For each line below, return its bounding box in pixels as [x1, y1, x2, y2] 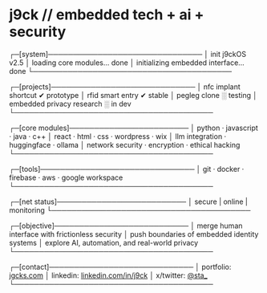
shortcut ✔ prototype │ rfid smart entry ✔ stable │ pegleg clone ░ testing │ [9, 90, 258, 100]
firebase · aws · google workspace [9, 173, 123, 182]
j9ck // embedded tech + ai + [9, 6, 204, 24]
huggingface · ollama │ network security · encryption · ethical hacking [9, 140, 241, 149]
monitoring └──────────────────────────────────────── [9, 205, 251, 214]
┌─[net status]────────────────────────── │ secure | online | [9, 197, 248, 206]
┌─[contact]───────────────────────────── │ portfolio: [9, 262, 232, 271]
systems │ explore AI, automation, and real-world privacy [9, 238, 199, 247]
